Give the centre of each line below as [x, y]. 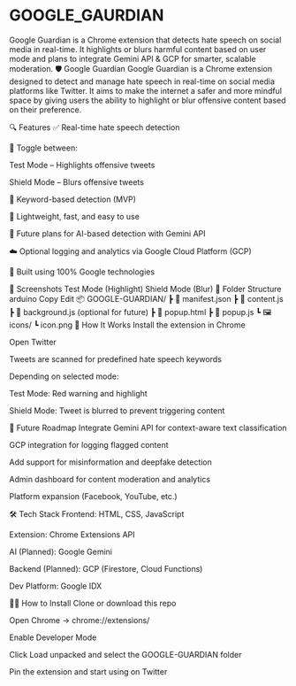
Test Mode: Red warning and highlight [78, 393]
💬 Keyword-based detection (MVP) [73, 199]
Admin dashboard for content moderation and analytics [110, 479]
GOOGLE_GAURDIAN [87, 15]
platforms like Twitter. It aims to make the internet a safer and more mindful [146, 90]
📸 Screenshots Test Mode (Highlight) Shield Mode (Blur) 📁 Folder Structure [145, 289]
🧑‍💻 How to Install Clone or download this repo [93, 603]
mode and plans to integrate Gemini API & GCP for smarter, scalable [133, 58]
